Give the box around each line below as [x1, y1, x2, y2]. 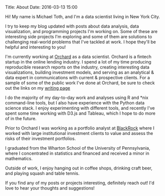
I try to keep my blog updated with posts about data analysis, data [5, 23, 139, 29]
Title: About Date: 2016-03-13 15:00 [5, 4, 78, 10]
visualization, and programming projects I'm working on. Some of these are [5, 29, 158, 34]
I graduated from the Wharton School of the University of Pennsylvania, [5, 145, 150, 151]
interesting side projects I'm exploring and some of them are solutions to [5, 34, 152, 39]
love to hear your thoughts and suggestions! [5, 185, 95, 191]
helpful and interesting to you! [5, 44, 66, 50]
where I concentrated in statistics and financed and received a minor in [5, 150, 149, 156]
